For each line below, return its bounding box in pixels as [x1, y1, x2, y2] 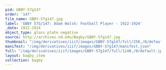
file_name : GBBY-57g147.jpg [5, 16, 63, 21]
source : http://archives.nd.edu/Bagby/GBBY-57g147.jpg [5, 35, 121, 40]
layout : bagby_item [5, 53, 45, 58]
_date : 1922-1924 [5, 26, 41, 31]
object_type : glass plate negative [5, 30, 79, 35]
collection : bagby [5, 58, 43, 63]
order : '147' [5, 12, 32, 17]
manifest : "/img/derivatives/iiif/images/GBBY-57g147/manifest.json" [5, 44, 152, 49]
